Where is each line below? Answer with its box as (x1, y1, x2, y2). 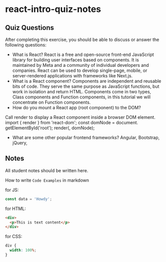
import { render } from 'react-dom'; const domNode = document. (5, 120, 138, 125)
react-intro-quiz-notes (5, 3, 101, 15)
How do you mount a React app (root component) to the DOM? (12, 105, 141, 110)
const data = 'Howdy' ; (5, 196, 52, 202)
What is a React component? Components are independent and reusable (12, 78, 162, 84)
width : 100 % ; (9, 248, 37, 253)
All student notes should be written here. (5, 167, 88, 173)
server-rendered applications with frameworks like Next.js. (12, 73, 133, 78)
